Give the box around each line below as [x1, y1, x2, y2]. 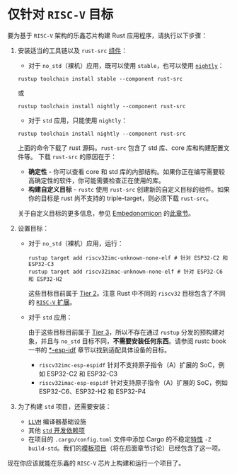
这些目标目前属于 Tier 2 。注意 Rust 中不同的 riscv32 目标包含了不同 [28, 289, 226, 297]
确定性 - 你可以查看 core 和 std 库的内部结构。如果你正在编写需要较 [28, 167, 225, 175]
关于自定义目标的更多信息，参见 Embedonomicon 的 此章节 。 [17, 209, 195, 217]
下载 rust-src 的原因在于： [37, 152, 117, 161]
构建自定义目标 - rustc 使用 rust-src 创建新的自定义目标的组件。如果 [28, 185, 230, 193]
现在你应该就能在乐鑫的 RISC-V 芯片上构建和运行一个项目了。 [7, 458, 185, 467]
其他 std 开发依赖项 [28, 426, 85, 434]
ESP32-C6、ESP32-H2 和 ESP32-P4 [38, 387, 146, 395]
